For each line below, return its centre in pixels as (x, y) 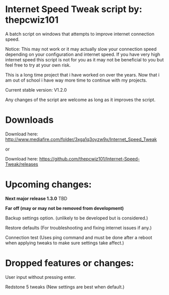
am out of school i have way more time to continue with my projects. (76, 80)
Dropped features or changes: (70, 263)
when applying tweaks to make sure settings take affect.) (65, 243)
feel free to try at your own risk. (38, 65)
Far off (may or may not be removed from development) (65, 208)
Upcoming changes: (48, 185)
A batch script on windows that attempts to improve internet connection (80, 34)
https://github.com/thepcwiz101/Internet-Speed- (90, 159)
